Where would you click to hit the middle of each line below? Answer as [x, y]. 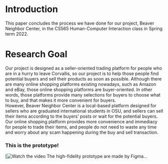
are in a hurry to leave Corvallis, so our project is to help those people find [82, 73]
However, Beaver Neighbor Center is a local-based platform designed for [81, 105]
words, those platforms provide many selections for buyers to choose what [83, 95]
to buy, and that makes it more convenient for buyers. [61, 100]
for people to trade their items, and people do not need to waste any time [81, 127]
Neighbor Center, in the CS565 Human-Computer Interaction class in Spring [84, 28]
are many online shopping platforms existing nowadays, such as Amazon [81, 84]
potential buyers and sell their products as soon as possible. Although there [83, 78]
